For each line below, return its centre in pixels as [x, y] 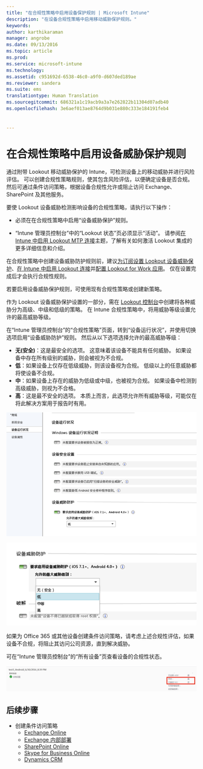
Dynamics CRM [43, 759]
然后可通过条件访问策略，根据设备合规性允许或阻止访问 [75, 187]
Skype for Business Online [57, 753]
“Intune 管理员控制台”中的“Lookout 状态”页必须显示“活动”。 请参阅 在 [100, 233]
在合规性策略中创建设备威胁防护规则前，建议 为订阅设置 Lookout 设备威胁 [97, 261]
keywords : [19, 25]
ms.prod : [17, 58]
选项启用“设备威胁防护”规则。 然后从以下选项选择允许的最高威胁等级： [94, 338]
